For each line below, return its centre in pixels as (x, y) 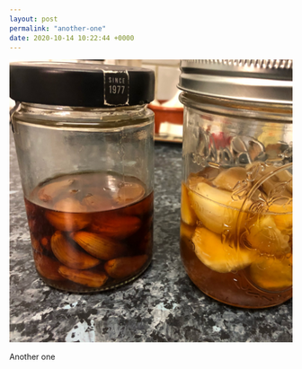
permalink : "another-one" (58, 28)
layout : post (34, 19)
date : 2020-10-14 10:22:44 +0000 (72, 38)
